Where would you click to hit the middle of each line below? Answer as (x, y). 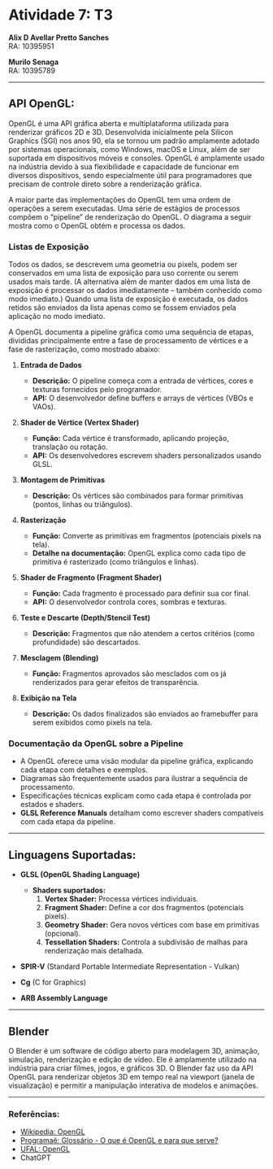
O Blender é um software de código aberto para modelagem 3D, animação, (134, 1050)
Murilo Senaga (34, 62)
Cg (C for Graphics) (53, 983)
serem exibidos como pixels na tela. (92, 722)
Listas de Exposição (49, 246)
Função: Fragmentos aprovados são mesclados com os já (129, 674)
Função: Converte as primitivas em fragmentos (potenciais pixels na (147, 536)
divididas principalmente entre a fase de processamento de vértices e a (128, 341)
